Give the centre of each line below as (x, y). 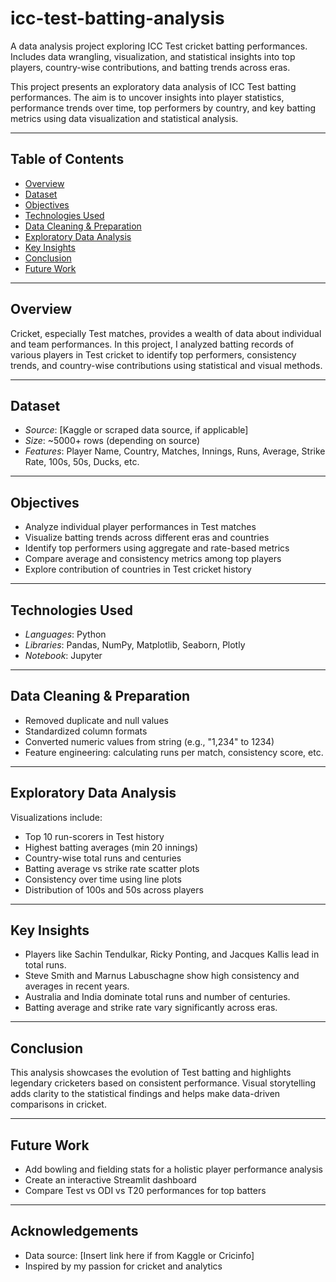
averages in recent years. (77, 986)
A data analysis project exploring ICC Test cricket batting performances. (159, 46)
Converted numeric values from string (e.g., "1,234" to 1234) (149, 741)
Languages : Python (65, 634)
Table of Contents (67, 159)
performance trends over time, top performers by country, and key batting (163, 108)
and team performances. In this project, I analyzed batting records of (152, 344)
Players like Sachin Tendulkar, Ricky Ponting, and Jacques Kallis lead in (172, 954)
